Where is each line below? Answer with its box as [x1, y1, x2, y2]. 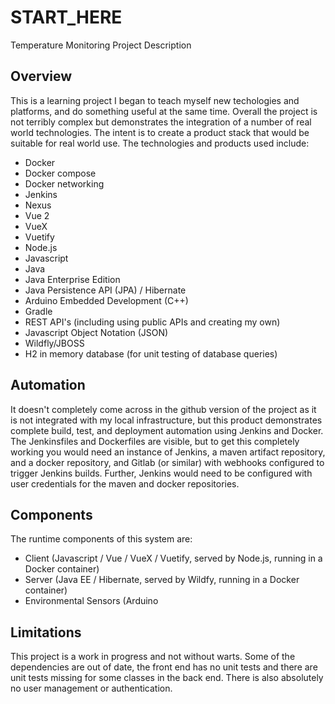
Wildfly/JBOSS [24, 337, 85, 349]
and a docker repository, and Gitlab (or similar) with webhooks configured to [10, 456, 325, 468]
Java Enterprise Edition [24, 273, 121, 285]
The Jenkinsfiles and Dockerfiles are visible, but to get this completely [10, 435, 300, 447]
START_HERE [10, 6, 123, 29]
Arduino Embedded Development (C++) [24, 294, 189, 306]
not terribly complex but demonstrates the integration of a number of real [10, 116, 312, 128]
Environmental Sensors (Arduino [24, 595, 159, 607]
